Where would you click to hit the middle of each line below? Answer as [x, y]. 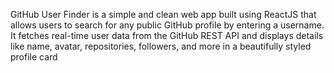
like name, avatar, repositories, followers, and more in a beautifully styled [161, 46]
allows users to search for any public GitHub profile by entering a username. [167, 25]
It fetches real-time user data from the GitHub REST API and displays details [167, 35]
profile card [34, 57]
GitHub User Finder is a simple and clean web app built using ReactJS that [163, 14]
